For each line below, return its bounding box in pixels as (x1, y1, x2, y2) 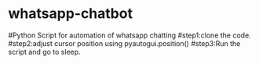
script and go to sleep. (8, 47, 81, 56)
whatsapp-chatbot (8, 5, 133, 23)
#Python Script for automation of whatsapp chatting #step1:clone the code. (8, 30, 251, 40)
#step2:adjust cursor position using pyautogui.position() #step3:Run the (8, 38, 241, 48)
